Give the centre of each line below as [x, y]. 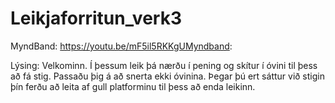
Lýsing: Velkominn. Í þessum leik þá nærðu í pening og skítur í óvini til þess [164, 65]
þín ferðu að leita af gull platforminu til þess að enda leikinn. [133, 86]
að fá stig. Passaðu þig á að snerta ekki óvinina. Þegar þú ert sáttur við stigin [167, 76]
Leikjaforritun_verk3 [96, 18]
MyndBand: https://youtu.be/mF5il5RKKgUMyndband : [121, 46]
